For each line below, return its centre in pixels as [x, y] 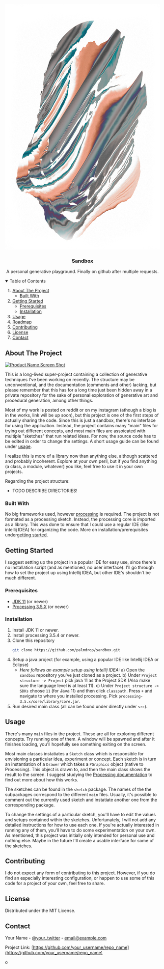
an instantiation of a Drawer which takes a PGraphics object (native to [74, 764]
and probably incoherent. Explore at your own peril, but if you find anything [81, 461]
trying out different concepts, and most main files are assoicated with [75, 431]
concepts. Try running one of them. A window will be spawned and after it [80, 739]
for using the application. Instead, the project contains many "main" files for [82, 426]
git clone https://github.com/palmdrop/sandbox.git [66, 650]
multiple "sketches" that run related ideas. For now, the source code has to [81, 436]
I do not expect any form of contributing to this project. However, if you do [80, 873]
